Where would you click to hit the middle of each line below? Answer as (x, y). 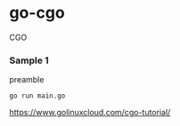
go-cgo (37, 13)
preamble (27, 80)
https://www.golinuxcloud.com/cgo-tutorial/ (90, 113)
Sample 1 (29, 60)
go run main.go (37, 96)
